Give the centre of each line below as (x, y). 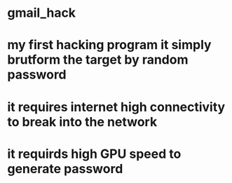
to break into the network (82, 122)
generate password (65, 169)
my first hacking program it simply (109, 45)
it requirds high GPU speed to (94, 154)
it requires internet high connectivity (116, 107)
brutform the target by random (98, 60)
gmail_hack (41, 13)
